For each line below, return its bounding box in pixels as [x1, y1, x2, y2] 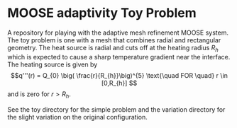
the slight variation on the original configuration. [7, 112, 148, 121]
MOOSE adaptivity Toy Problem [7, 5, 197, 21]
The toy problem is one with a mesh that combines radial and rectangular [7, 35, 221, 44]
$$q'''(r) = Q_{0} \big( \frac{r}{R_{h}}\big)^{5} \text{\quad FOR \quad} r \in [10, 71, 228, 79]
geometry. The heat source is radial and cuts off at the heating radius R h [7, 43, 219, 54]
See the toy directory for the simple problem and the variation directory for [7, 105, 226, 114]
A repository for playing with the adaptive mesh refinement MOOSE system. [7, 28, 229, 37]
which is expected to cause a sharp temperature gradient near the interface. [7, 52, 231, 61]
